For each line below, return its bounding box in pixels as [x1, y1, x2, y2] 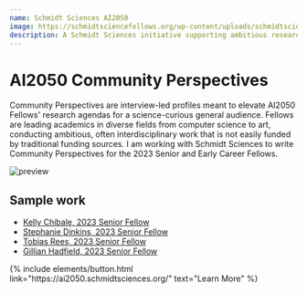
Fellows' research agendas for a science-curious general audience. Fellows [9, 110, 294, 120]
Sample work [9, 193, 87, 208]
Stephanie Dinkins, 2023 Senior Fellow [22, 226, 169, 237]
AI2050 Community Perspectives [9, 69, 269, 90]
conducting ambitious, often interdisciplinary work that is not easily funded [9, 129, 291, 140]
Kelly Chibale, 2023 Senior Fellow [22, 216, 150, 228]
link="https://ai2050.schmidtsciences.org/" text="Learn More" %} [9, 273, 259, 284]
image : [9, 22, 35, 31]
